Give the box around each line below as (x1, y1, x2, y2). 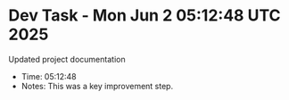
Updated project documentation (8, 54, 126, 64)
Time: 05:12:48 (21, 71, 77, 81)
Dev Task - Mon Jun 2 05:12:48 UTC (8, 5, 281, 26)
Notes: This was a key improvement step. (21, 80, 174, 91)
